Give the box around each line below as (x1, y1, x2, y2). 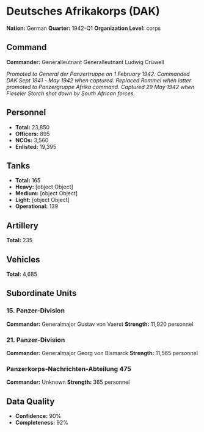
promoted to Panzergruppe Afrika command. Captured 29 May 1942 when (6, 83, 194, 90)
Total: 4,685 (6, 270, 38, 278)
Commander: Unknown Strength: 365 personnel (6, 378, 130, 386)
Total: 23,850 (15, 123, 50, 131)
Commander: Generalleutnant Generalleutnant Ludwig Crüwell (6, 58, 164, 65)
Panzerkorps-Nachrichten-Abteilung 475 (6, 364, 131, 373)
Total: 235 (6, 237, 33, 244)
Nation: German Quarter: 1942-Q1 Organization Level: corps (6, 24, 161, 32)
